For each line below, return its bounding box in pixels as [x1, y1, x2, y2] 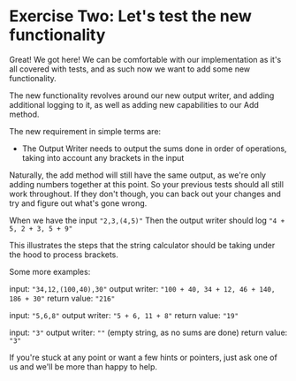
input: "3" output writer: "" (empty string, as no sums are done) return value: [9, 327, 288, 338]
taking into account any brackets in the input [21, 152, 185, 163]
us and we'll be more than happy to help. [9, 361, 157, 372]
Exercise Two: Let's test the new [9, 6, 252, 27]
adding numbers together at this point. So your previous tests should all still [9, 179, 285, 189]
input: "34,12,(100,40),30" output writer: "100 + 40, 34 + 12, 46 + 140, [9, 283, 276, 293]
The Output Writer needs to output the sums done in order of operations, [21, 143, 287, 154]
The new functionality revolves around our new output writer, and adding [9, 90, 275, 101]
